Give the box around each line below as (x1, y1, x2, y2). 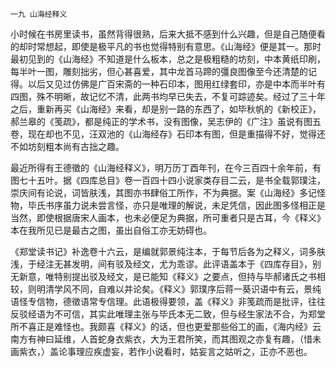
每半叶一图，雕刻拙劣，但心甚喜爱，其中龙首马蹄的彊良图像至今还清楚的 (10, 66, 308, 77)
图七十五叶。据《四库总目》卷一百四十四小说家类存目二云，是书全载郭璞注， (10, 174, 326, 186)
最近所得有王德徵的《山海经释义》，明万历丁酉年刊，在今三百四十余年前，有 (10, 162, 322, 173)
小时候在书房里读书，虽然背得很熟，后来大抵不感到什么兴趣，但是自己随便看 (10, 28, 326, 40)
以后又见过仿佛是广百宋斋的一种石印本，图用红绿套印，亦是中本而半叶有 (27, 78, 326, 90)
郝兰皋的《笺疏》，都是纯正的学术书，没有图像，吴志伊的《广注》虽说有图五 (10, 116, 322, 127)
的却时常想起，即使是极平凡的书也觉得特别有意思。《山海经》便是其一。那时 (10, 41, 322, 52)
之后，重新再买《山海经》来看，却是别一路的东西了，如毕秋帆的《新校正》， (10, 103, 322, 115)
